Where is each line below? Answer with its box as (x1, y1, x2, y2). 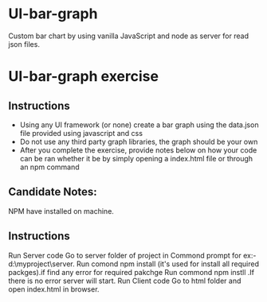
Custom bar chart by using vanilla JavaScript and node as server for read (8, 31, 249, 41)
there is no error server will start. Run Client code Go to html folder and (8, 276, 241, 285)
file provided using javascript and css (19, 128, 143, 137)
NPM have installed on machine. (8, 206, 114, 215)
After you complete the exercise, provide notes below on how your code (19, 145, 257, 155)
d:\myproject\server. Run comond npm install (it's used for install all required (8, 259, 259, 269)
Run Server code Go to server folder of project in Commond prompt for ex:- (8, 250, 257, 260)
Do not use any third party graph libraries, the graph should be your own (19, 137, 258, 146)
